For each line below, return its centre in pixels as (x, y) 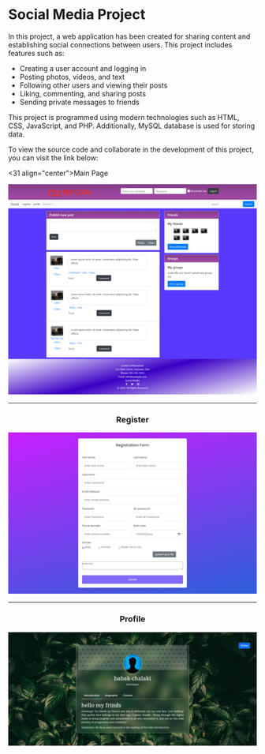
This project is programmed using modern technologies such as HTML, (124, 117)
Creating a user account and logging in (83, 68)
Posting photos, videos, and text (72, 77)
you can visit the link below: (53, 158)
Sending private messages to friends (79, 102)
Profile (132, 619)
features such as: (36, 53)
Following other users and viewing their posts (93, 85)
